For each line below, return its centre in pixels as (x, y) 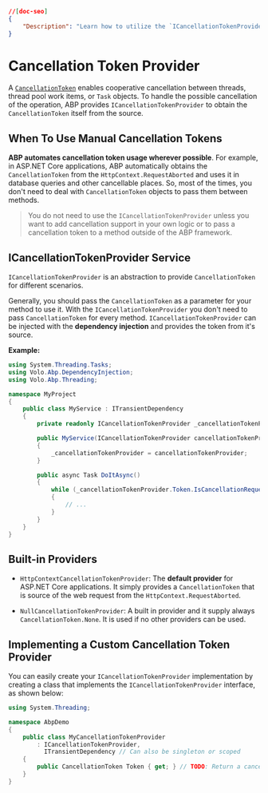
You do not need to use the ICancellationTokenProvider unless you (138, 216)
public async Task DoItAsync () (89, 475)
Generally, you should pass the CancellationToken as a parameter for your (130, 301)
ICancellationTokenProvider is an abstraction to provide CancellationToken (132, 277)
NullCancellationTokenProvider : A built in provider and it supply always (137, 611)
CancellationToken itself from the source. (76, 113)
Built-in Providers (53, 559)
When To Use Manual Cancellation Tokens (115, 139)
